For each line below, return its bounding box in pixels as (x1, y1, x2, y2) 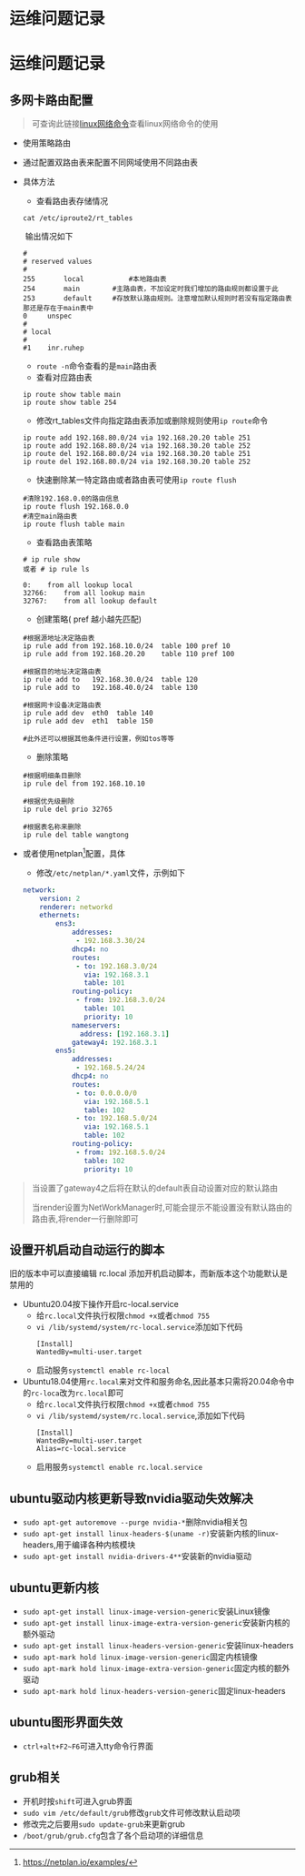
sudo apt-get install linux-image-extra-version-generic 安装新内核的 (22, 1617, 290, 1628)
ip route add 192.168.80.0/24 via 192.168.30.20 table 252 (22, 441, 251, 451)
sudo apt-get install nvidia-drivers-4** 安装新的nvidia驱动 (22, 1551, 252, 1562)
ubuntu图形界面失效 (9, 1715, 123, 1730)
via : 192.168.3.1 (84, 970, 150, 979)
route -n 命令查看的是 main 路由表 (35, 360, 157, 371)
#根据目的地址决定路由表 (22, 667, 102, 676)
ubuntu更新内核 (9, 1580, 100, 1596)
